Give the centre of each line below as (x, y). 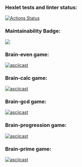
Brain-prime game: (28, 149)
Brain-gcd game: (26, 102)
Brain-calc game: (26, 78)
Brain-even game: (27, 55)
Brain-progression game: (36, 125)
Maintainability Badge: (33, 31)
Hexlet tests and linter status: (41, 7)
